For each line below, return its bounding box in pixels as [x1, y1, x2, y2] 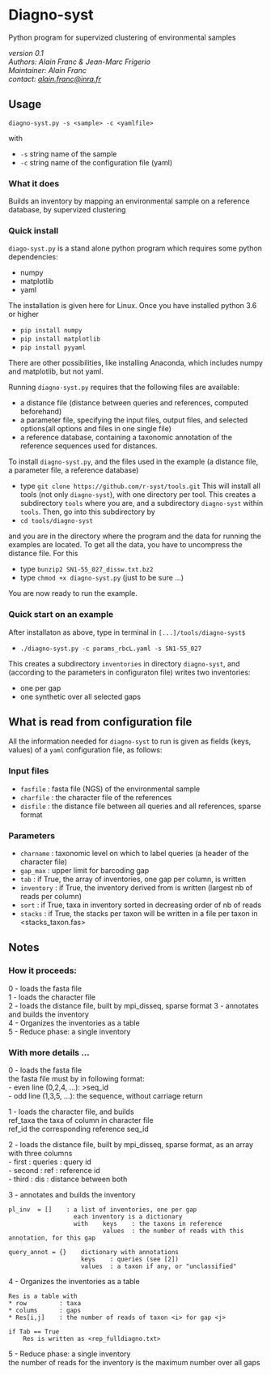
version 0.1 [8, 48, 44, 58]
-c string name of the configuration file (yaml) [19, 157, 172, 167]
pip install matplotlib [19, 335, 101, 344]
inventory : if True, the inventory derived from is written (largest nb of [19, 883, 253, 893]
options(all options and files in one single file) [19, 424, 172, 434]
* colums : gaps [8, 1307, 82, 1315]
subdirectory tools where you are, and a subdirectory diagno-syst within [19, 499, 264, 508]
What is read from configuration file [8, 715, 193, 729]
